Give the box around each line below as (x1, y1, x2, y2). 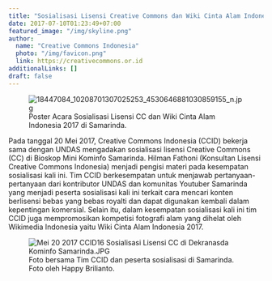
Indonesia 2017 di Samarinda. (28, 120, 127, 130)
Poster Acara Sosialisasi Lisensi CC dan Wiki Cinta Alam (28, 111, 216, 121)
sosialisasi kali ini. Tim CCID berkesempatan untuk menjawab (8, 170, 213, 180)
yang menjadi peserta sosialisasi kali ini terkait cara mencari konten (8, 187, 233, 197)
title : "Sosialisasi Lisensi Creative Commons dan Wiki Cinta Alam (8, 11, 241, 20)
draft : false (8, 72, 53, 80)
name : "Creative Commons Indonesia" (15, 42, 139, 50)
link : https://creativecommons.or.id (15, 57, 143, 66)
